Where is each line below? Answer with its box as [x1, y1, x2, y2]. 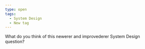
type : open [5, 7, 27, 12]
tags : [5, 12, 16, 16]
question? [5, 39, 25, 45]
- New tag [9, 20, 29, 25]
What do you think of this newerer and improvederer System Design [5, 34, 140, 39]
